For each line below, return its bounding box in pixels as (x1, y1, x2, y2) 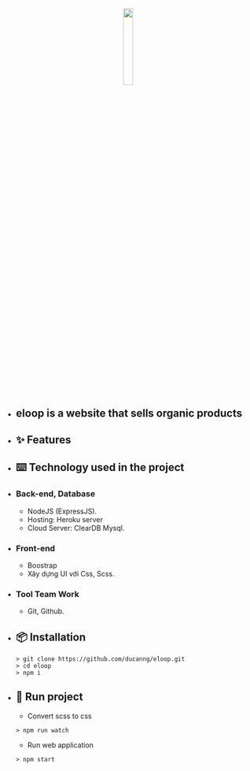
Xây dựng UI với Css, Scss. (27, 569, 116, 578)
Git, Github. (27, 606, 64, 616)
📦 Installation (15, 630, 86, 643)
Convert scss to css (27, 711, 92, 721)
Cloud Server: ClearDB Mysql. (27, 523, 125, 532)
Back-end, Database (15, 488, 96, 499)
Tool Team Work (15, 588, 80, 599)
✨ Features (15, 433, 72, 447)
